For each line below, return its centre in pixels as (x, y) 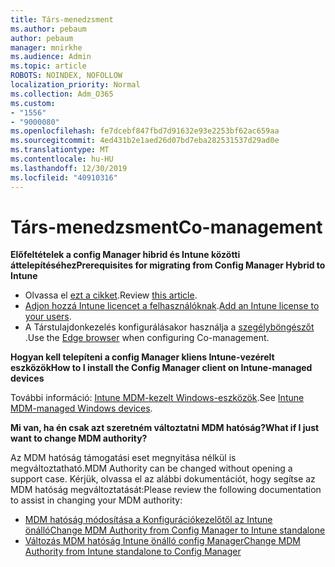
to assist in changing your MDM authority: (96, 500)
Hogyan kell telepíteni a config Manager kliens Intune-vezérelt (142, 357)
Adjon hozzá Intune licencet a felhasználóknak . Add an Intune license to (172, 306)
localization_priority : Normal (75, 85)
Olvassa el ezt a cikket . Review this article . (111, 295)
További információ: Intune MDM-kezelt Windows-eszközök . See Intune (157, 398)
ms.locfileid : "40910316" (64, 177)
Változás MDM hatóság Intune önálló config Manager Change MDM (162, 541)
